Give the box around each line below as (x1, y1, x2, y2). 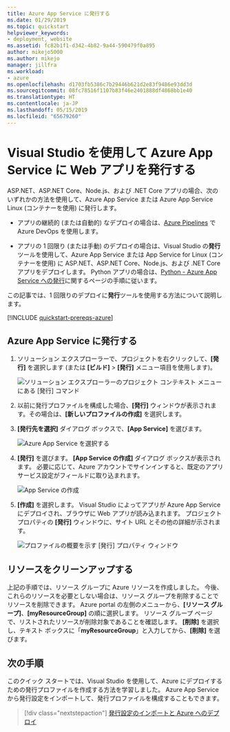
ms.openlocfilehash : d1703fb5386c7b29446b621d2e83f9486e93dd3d (7, 81, 193, 88)
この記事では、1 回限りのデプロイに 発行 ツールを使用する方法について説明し (7, 291, 222, 299)
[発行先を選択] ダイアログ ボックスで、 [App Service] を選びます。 (17, 424, 205, 433)
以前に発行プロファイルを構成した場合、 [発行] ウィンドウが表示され (17, 402, 211, 410)
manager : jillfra (7, 62, 57, 68)
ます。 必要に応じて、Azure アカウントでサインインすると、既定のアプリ (17, 462, 224, 471)
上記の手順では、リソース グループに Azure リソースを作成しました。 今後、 (7, 583, 223, 592)
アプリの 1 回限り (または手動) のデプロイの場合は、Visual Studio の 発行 (17, 241, 221, 250)
